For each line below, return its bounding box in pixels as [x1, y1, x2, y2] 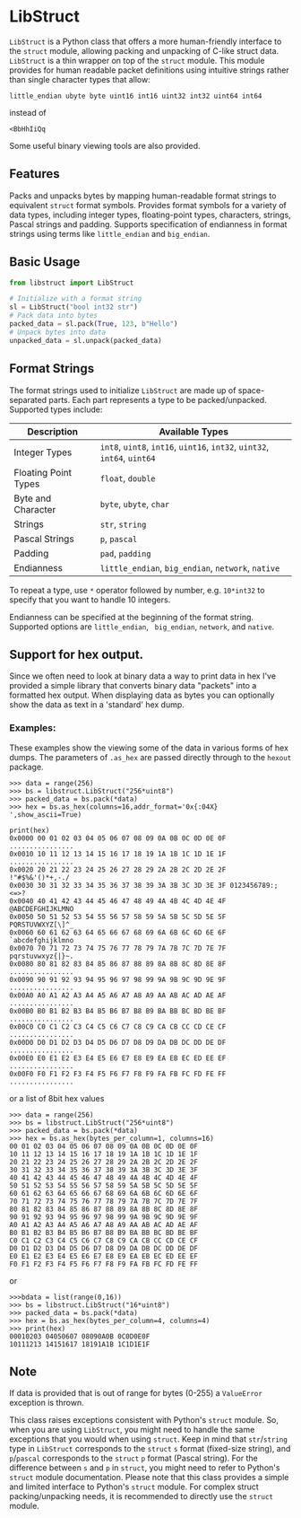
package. [9, 761, 44, 772]
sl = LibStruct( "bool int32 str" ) [9, 303, 139, 311]
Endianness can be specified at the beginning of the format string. [9, 611, 254, 622]
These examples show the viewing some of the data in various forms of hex [9, 742, 289, 753]
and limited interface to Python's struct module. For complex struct [9, 1481, 260, 1492]
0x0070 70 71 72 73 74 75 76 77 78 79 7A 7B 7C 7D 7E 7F [9, 943, 227, 952]
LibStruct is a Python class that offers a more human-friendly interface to [9, 36, 282, 47]
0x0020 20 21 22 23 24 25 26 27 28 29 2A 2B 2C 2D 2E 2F [9, 864, 227, 874]
